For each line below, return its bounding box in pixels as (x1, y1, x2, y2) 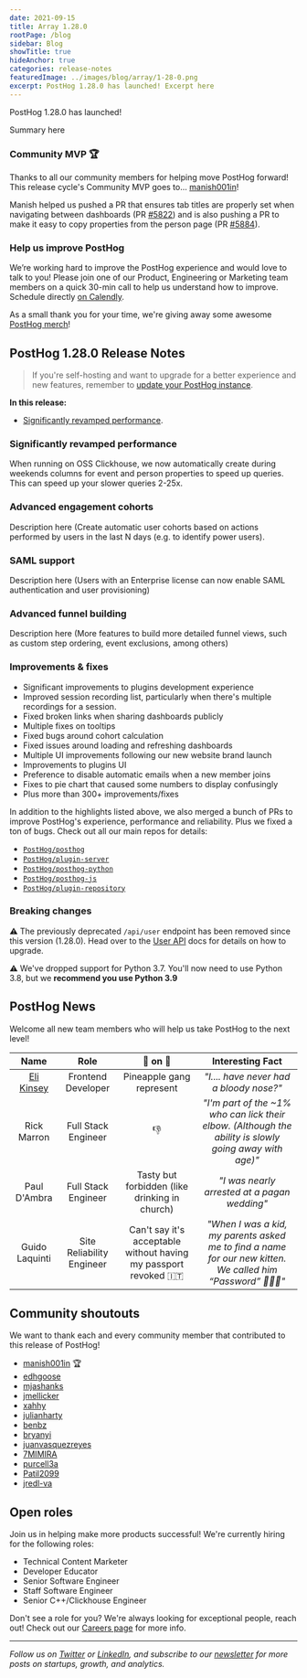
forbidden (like (125, 1180, 189, 1192)
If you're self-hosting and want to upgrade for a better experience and (31, 369, 297, 380)
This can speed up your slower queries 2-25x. (9, 477, 184, 489)
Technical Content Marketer (22, 1556, 128, 1567)
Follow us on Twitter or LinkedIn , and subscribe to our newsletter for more (9, 1649, 289, 1660)
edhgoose (22, 1371, 61, 1382)
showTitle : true (9, 48, 71, 57)
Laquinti (16, 1252, 52, 1265)
